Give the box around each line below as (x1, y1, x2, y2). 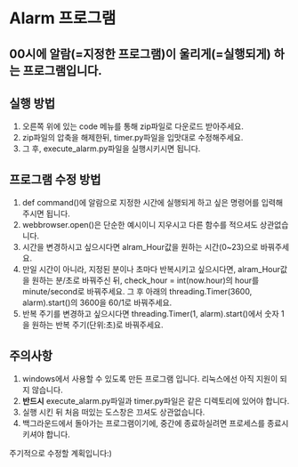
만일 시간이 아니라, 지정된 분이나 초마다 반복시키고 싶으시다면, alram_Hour (21, 264, 280, 275)
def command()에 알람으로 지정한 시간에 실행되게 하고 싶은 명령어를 (21, 197, 260, 208)
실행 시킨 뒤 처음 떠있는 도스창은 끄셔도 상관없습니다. (21, 407, 205, 418)
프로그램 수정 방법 (9, 172, 101, 187)
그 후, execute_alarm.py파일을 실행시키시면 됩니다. (21, 143, 201, 154)
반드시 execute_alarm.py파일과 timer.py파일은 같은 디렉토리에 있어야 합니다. (21, 396, 290, 407)
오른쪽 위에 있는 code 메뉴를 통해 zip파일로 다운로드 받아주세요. (21, 121, 245, 132)
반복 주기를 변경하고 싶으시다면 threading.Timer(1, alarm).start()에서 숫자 (21, 309, 279, 319)
